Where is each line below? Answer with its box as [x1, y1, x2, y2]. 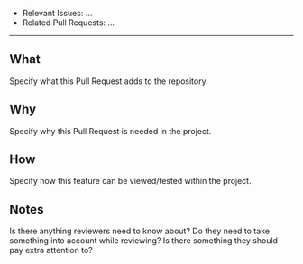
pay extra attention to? [9, 245, 93, 256]
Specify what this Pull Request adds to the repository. [9, 76, 209, 86]
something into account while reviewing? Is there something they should [9, 235, 278, 246]
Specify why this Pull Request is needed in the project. [9, 125, 212, 136]
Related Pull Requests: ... [22, 17, 115, 28]
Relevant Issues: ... [22, 8, 93, 18]
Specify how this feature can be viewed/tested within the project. [9, 176, 252, 187]
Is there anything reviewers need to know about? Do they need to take [9, 225, 271, 237]
